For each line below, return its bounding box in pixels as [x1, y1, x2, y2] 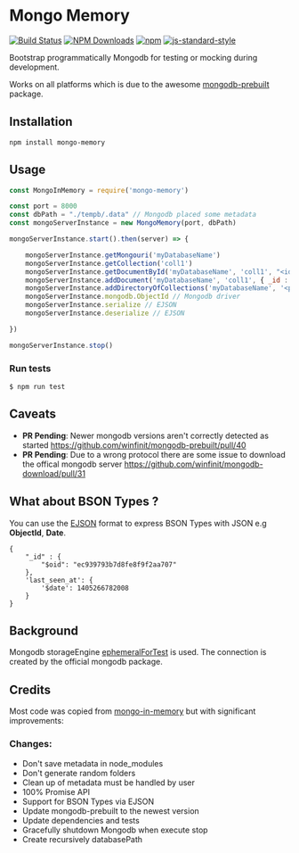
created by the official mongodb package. [9, 657, 163, 667]
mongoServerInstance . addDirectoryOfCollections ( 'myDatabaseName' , [25, 284, 277, 293]
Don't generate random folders [21, 767, 136, 778]
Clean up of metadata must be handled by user [21, 777, 196, 788]
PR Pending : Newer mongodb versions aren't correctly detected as [21, 430, 270, 441]
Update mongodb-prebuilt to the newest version [21, 805, 200, 816]
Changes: [9, 738, 53, 750]
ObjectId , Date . [9, 527, 67, 538]
